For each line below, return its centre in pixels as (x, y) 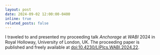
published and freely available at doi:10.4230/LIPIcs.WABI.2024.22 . (72, 47)
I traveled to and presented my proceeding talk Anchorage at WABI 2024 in (80, 37)
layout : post (18, 9)
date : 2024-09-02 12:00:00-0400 (38, 14)
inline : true (18, 18)
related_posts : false (27, 23)
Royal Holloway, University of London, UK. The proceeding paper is (72, 42)
